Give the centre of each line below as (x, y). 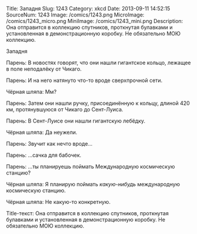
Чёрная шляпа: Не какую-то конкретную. (58, 202)
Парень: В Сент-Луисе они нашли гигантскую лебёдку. (76, 121)
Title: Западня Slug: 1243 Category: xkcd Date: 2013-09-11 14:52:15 (88, 9)
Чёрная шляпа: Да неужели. (42, 132)
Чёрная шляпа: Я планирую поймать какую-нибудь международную (93, 184)
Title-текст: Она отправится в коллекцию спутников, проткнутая (88, 213)
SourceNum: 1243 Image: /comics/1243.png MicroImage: (75, 15)
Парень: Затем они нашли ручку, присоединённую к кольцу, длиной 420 (98, 103)
